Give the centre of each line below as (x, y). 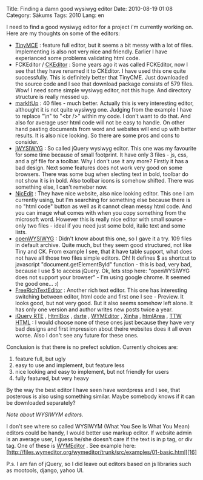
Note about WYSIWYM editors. (45, 414)
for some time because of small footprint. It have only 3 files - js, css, (101, 155)
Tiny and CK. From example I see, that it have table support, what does (104, 252)
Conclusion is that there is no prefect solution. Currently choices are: (92, 347)
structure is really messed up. (52, 97)
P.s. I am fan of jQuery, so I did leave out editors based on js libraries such (99, 464)
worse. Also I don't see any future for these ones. (77, 335)
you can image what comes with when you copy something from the (101, 213)
